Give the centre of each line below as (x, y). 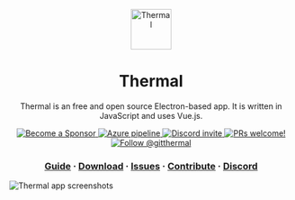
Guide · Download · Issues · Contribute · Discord (151, 166)
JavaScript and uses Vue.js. (151, 115)
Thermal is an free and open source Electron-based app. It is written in (151, 106)
